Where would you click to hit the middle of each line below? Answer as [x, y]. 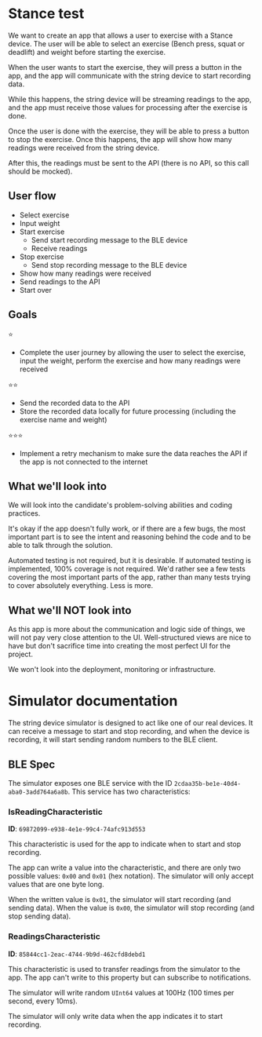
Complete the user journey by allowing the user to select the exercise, [133, 352]
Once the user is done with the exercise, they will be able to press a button [129, 131]
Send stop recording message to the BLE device [109, 265]
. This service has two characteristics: [129, 791]
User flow [32, 196]
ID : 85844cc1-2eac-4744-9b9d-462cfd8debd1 [77, 954]
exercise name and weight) [63, 419]
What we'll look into [58, 486]
